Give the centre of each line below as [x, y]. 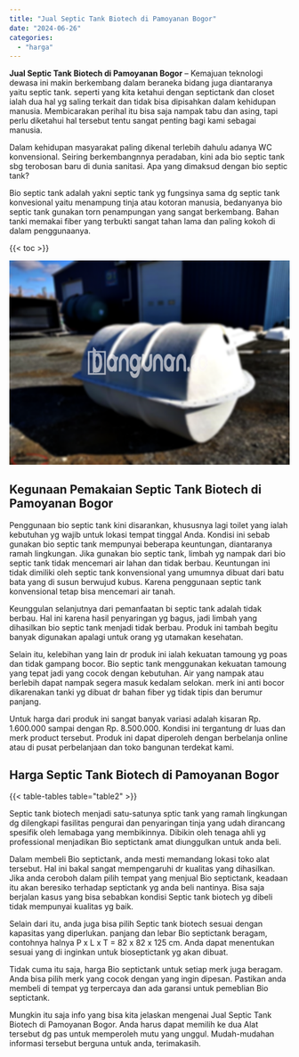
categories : [31, 37]
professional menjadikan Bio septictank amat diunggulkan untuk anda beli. [145, 842]
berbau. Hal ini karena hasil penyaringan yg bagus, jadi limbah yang [133, 618]
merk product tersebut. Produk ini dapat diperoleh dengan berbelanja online [149, 737]
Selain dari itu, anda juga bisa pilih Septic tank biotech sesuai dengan [136, 924]
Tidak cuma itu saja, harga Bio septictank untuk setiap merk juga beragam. [146, 970]
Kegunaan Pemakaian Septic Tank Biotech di [136, 490]
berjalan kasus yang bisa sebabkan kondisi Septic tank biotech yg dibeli [141, 897]
